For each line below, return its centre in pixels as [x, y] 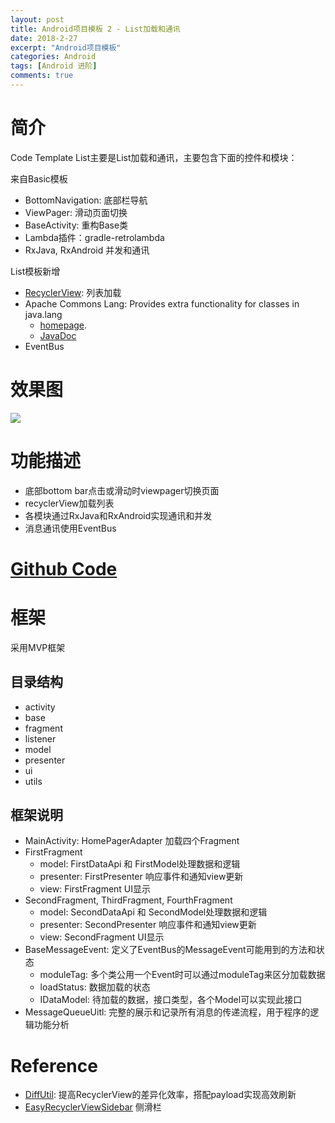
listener [40, 738]
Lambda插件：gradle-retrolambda [94, 237]
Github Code [64, 568]
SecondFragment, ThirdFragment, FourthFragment [128, 900]
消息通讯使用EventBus [70, 528]
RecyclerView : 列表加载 [73, 292]
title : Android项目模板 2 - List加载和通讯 [95, 29]
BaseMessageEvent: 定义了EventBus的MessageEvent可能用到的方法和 [170, 950]
